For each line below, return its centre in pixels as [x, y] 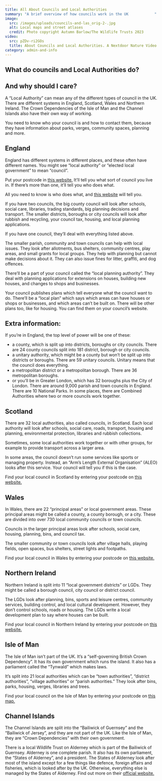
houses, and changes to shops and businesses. [52, 283]
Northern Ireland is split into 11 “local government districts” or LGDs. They [78, 585]
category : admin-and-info [31, 50]
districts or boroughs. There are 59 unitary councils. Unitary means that [83, 360]
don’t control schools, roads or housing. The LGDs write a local [68, 610]
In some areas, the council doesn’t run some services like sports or [72, 457]
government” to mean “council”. [37, 170]
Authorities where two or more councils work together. [66, 396]
